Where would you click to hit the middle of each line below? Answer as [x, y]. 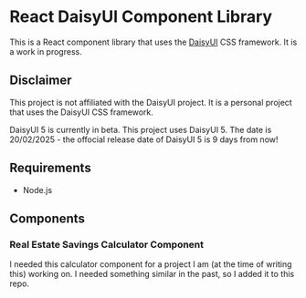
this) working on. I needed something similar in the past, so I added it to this [152, 274]
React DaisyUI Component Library [141, 17]
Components [47, 218]
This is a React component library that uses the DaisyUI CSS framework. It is [153, 42]
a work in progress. [46, 51]
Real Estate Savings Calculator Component [106, 244]
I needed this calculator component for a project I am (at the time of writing [151, 264]
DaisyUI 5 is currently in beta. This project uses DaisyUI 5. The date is [141, 129]
